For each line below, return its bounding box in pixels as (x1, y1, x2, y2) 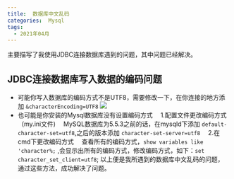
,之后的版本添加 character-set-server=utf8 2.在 (74, 129, 221, 137)
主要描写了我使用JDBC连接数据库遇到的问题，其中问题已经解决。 (7, 50, 197, 59)
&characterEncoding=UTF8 (25, 103, 99, 110)
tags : (7, 23, 23, 30)
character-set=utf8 (17, 130, 75, 137)
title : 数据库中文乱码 (7, 10, 70, 18)
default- (202, 121, 228, 128)
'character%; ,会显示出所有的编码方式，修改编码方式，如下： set (17, 146, 205, 155)
